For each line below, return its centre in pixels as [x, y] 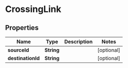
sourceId [18, 50]
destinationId [24, 58]
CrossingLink [33, 9]
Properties [22, 28]
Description [78, 42]
